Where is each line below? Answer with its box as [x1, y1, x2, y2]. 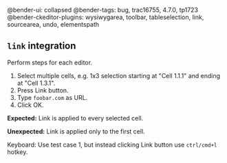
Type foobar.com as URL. [17, 93, 88, 101]
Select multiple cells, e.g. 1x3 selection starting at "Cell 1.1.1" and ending [17, 71, 221, 79]
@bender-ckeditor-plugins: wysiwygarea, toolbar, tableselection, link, [7, 13, 204, 21]
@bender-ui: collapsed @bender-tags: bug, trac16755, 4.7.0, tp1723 [7, 6, 198, 14]
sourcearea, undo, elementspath [7, 21, 100, 28]
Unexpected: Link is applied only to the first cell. [7, 127, 146, 136]
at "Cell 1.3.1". [17, 79, 56, 87]
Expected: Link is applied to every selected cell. [7, 114, 144, 122]
